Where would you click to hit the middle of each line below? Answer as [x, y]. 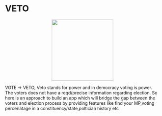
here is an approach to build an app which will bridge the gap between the [80, 98]
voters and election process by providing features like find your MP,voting [80, 103]
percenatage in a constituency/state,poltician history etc [62, 108]
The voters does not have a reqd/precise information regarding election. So [81, 93]
